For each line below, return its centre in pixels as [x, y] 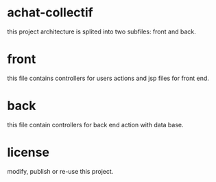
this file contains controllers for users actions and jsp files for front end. [108, 78]
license [28, 153]
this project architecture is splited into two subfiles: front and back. [102, 31]
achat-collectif [50, 13]
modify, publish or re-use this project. [60, 171]
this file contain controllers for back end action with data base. [95, 125]
